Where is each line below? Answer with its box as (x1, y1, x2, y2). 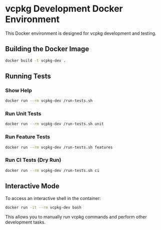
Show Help (5, 87, 32, 94)
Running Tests (5, 72, 51, 81)
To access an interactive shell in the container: (5, 195, 101, 201)
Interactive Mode (5, 182, 60, 190)
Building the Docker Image (5, 45, 89, 53)
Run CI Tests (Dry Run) (5, 156, 61, 163)
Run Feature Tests (5, 133, 50, 140)
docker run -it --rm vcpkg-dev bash (5, 205, 81, 210)
